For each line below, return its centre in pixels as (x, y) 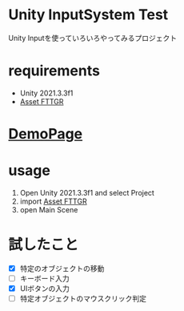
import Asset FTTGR (53, 201)
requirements (54, 71)
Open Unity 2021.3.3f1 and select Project (87, 193)
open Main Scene (49, 210)
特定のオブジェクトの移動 (62, 268)
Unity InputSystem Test (88, 15)
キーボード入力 (44, 279)
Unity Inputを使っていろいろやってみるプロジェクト (93, 38)
